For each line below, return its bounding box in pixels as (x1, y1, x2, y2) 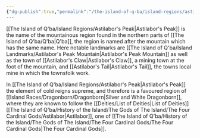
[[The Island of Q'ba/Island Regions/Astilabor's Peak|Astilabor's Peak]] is (6, 25, 186, 32)
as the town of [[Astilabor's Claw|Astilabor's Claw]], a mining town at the (6, 57, 185, 64)
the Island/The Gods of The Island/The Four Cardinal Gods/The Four (6, 118, 174, 126)
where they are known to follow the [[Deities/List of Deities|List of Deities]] (6, 99, 189, 107)
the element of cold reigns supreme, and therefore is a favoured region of (6, 87, 186, 94)
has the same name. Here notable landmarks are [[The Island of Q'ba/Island (6, 44, 192, 51)
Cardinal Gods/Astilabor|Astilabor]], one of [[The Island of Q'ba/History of (6, 112, 187, 120)
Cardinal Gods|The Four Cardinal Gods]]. (6, 125, 107, 132)
